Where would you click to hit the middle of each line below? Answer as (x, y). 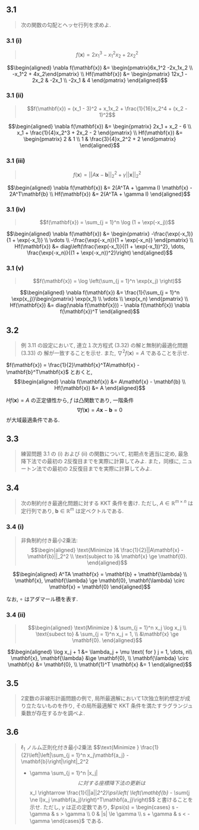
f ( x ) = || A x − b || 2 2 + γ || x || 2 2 (107, 175)
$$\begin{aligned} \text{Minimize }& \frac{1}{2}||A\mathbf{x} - (107, 550)
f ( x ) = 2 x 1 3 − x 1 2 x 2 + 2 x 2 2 (107, 55)
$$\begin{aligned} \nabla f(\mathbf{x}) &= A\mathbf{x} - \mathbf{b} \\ (100, 381)
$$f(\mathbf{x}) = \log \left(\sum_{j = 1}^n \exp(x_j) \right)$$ (107, 281)
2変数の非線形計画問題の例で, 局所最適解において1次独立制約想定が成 (105, 699)
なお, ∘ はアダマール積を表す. (42, 599)
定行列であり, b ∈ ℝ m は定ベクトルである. (72, 510)
